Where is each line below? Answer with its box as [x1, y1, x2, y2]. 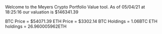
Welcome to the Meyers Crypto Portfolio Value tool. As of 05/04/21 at [5, 4, 145, 10]
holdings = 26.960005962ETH [5, 23, 67, 29]
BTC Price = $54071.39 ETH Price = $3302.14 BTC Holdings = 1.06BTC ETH [5, 19, 158, 24]
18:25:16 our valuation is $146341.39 [5, 9, 79, 15]
